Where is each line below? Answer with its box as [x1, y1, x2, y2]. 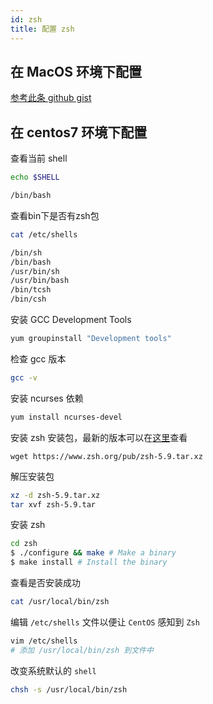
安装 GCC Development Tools [10, 314, 132, 325]
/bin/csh [10, 294, 47, 305]
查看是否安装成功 [10, 577, 81, 588]
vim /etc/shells [10, 636, 78, 646]
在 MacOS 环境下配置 [10, 63, 142, 80]
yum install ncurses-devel [10, 412, 123, 422]
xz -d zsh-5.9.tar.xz [10, 490, 101, 500]
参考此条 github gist [10, 92, 92, 104]
